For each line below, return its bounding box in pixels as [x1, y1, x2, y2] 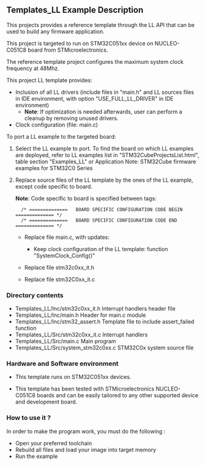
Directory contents [6, 291, 64, 300]
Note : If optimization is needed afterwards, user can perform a [24, 107, 182, 115]
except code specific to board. [15, 182, 93, 190]
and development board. [15, 398, 78, 406]
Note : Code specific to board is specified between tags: [15, 195, 157, 202]
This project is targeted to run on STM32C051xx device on [6, 39, 154, 47]
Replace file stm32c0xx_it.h [24, 263, 95, 271]
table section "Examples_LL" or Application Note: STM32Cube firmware [15, 158, 196, 165]
